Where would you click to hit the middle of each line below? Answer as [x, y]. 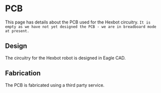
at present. [17, 31]
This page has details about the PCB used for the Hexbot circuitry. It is [78, 22]
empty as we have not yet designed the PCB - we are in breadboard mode [81, 27]
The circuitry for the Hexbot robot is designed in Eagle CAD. [65, 58]
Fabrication [23, 73]
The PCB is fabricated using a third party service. [55, 85]
